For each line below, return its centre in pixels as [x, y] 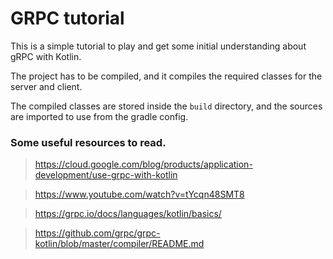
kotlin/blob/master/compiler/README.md [119, 244]
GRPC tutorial [67, 18]
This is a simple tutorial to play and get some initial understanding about [158, 46]
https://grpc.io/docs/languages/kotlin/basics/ [128, 214]
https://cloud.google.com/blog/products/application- [143, 164]
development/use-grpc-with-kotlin [106, 175]
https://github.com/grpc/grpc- [97, 233]
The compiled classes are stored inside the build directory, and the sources [166, 106]
